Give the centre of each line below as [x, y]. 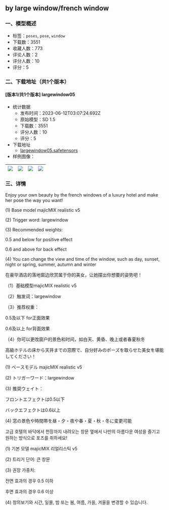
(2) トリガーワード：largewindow [40, 378]
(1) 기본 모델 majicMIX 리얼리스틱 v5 [41, 449]
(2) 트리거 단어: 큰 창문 [28, 459]
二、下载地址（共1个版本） [37, 81]
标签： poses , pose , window [39, 35]
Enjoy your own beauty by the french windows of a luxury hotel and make [82, 195]
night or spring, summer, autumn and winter [51, 264]
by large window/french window [57, 8]
